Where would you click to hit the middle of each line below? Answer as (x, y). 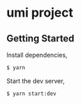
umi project (40, 13)
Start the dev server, (36, 80)
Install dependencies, (37, 55)
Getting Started (40, 38)
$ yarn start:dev (31, 94)
